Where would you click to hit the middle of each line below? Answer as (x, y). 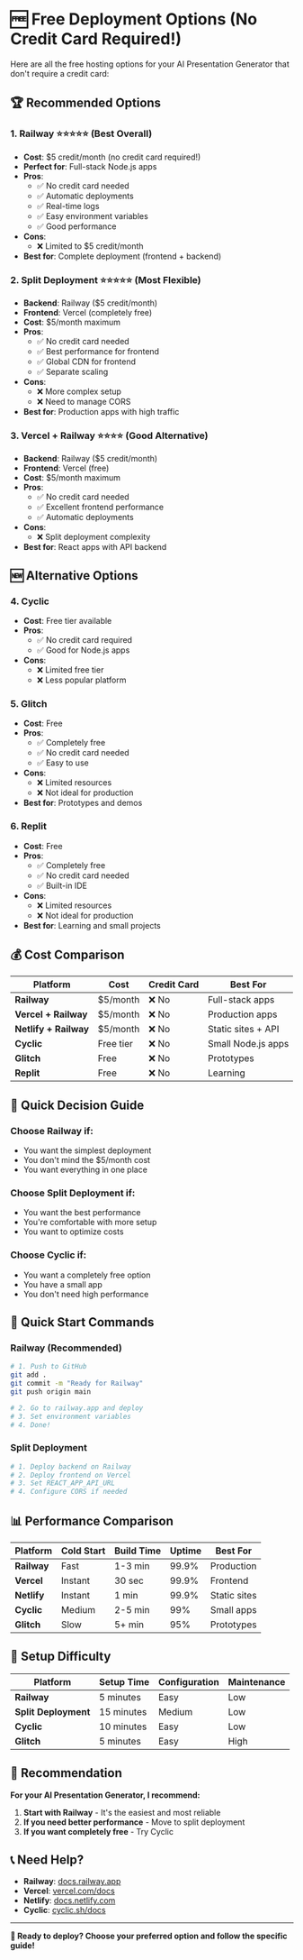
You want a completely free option (87, 1275)
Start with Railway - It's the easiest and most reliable (122, 1812)
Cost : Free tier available (67, 620)
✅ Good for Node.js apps (83, 650)
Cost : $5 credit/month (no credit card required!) (112, 157)
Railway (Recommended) (66, 1348)
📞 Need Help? (47, 1860)
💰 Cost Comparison (67, 954)
